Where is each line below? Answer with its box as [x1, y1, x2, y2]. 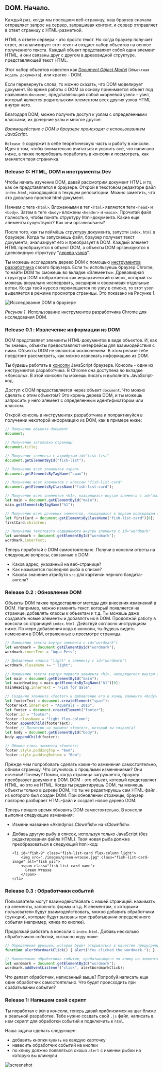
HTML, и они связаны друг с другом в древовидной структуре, [5, 52, 136, 58]
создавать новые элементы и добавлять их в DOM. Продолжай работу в [5, 615, 156, 622]
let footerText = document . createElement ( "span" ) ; [5, 698, 110, 703]
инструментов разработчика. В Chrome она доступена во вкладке [5, 367, 143, 374]
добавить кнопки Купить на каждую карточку [12, 1037, 106, 1043]
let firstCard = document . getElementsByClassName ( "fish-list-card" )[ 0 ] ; [5, 516, 155, 520]
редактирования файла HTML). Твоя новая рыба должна [12, 836, 130, 842]
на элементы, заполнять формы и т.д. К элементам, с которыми [5, 903, 138, 909]
